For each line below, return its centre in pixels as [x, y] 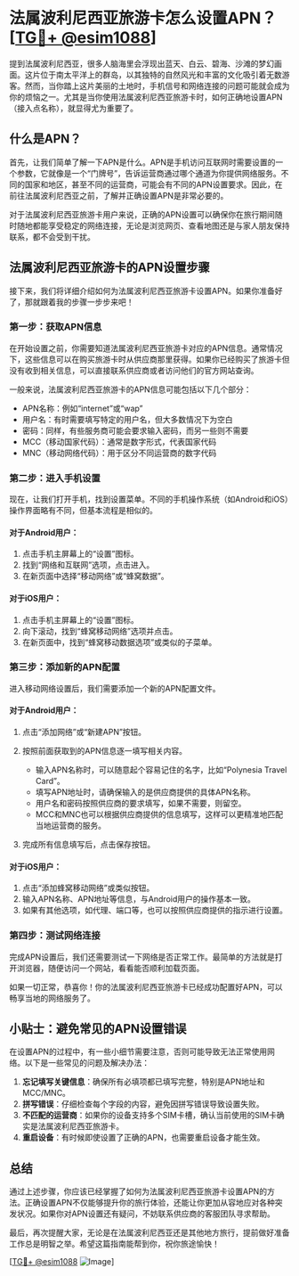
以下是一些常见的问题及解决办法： [87, 1063]
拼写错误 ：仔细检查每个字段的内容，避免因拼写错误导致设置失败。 [143, 1104]
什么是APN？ [45, 139]
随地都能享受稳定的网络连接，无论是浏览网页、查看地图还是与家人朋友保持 [153, 225]
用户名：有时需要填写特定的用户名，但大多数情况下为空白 [127, 419]
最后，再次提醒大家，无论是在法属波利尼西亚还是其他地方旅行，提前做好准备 [149, 1233]
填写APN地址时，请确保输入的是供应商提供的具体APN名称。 [145, 792]
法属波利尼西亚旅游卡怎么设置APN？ [143, 18]
